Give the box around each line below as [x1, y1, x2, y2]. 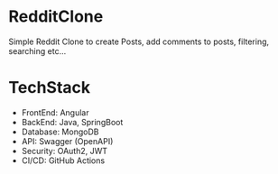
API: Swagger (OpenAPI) [21, 135, 114, 146]
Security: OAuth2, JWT [21, 145, 108, 156]
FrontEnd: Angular [21, 106, 89, 118]
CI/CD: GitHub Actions [21, 155, 106, 166]
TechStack [8, 78, 91, 98]
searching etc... [8, 45, 67, 56]
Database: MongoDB [21, 126, 99, 137]
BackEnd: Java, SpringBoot [21, 116, 124, 127]
